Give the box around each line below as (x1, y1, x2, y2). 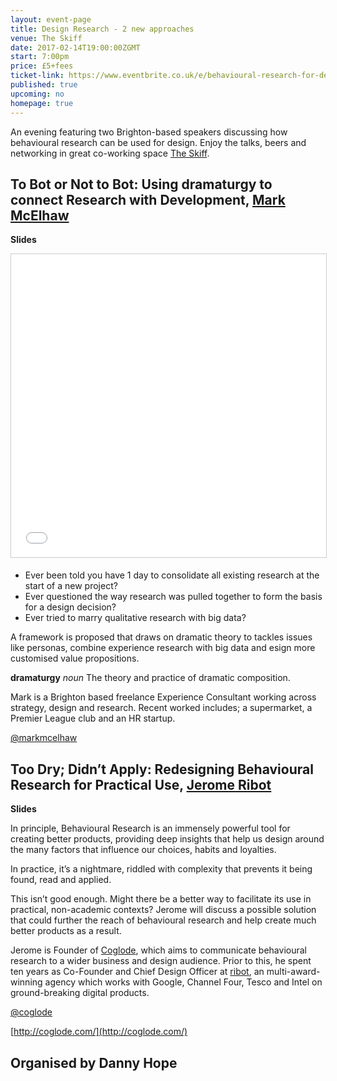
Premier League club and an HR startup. (10, 712, 176, 725)
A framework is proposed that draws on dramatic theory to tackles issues (10, 631, 313, 643)
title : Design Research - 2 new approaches (10, 24, 195, 34)
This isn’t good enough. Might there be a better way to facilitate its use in (10, 893, 312, 905)
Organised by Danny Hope (10, 1054, 178, 1071)
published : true (10, 80, 78, 90)
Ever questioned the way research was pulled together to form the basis (24, 591, 323, 603)
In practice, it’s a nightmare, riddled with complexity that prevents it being (10, 863, 313, 875)
